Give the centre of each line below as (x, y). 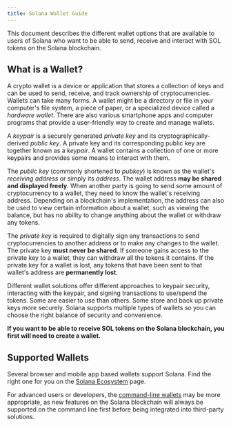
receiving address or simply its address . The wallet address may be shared (114, 179)
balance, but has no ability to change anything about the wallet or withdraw (114, 215)
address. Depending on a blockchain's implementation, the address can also (116, 201)
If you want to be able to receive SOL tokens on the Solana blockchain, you (116, 329)
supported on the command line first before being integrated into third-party (115, 409)
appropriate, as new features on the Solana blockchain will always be (105, 402)
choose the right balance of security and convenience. (85, 315)
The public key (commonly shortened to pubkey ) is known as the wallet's (111, 171)
